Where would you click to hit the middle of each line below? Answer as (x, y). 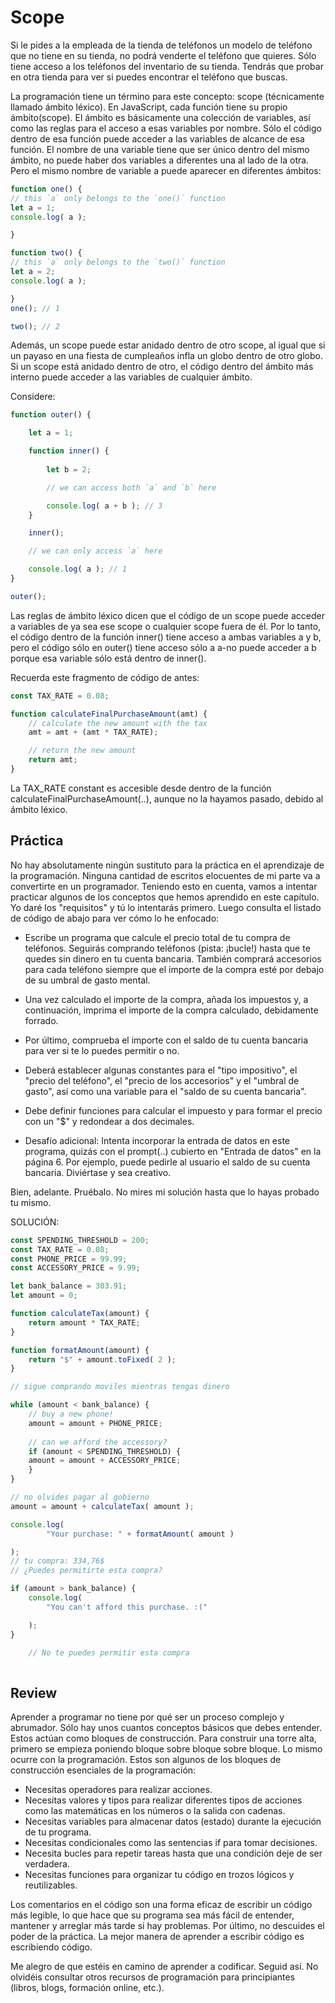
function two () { (46, 253)
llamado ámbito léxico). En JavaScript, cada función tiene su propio (149, 107)
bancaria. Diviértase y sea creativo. (98, 1172)
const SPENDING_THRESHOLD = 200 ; (80, 1240)
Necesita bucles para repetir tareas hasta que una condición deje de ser (173, 1853)
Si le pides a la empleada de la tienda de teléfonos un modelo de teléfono (161, 45)
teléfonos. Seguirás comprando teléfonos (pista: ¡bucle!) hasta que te (167, 948)
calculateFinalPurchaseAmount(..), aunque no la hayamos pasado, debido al (167, 798)
